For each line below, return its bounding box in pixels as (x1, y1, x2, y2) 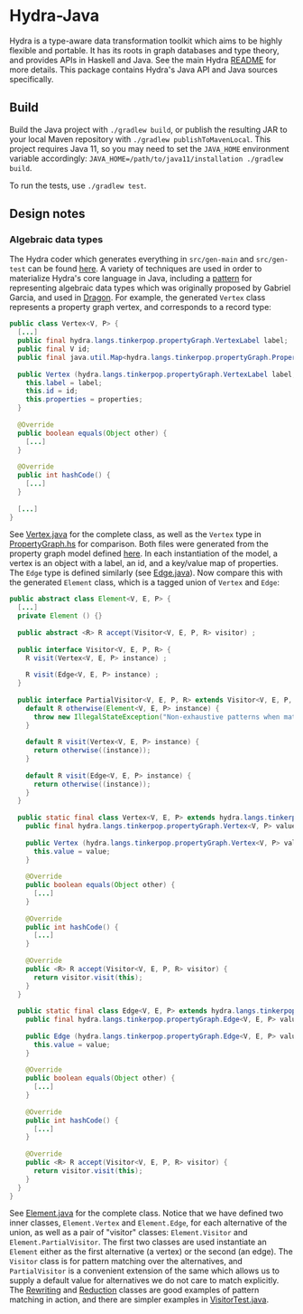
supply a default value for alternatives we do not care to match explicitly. (9, 1275, 280, 1286)
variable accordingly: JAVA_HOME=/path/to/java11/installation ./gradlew (9, 153, 284, 164)
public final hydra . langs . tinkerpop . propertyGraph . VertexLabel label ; (17, 336, 289, 345)
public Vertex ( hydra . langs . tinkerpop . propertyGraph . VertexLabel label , (17, 370, 297, 379)
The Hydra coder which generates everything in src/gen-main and (9, 254, 254, 265)
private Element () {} (17, 611, 103, 620)
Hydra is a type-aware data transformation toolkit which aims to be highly (9, 35, 282, 46)
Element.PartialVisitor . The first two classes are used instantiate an (9, 1236, 268, 1248)
